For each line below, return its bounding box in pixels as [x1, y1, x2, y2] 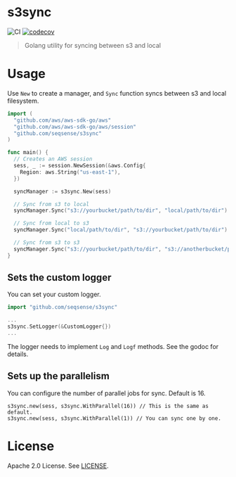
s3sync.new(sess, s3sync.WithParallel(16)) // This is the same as [7, 402, 209, 409]
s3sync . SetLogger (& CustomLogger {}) [7, 323, 112, 331]
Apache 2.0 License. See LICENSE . [7, 462, 109, 470]
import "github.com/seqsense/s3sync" [7, 304, 118, 311]
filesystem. [7, 96, 39, 105]
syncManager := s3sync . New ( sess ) [13, 188, 112, 195]
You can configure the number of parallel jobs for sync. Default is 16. [7, 388, 206, 397]
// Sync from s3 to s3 [13, 239, 80, 246]
